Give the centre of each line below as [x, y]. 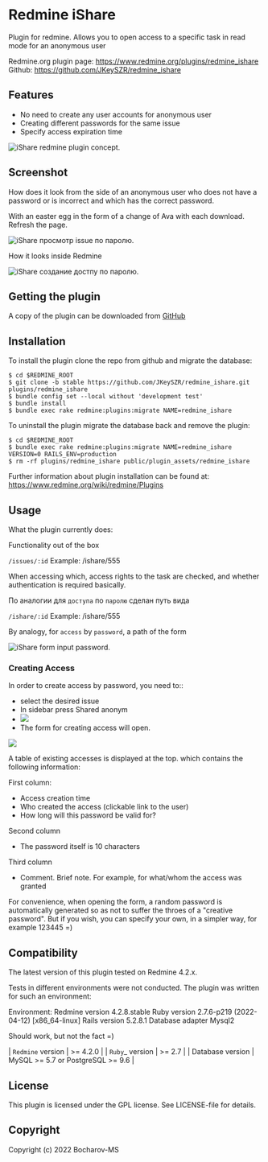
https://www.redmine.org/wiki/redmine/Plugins [86, 485]
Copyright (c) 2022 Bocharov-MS [64, 1149]
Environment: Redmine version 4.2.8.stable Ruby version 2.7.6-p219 [120, 1012]
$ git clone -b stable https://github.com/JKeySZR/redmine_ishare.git [129, 383]
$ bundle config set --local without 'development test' [106, 397]
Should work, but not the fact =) [61, 1036]
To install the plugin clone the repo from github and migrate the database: [130, 361]
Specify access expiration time [71, 131]
